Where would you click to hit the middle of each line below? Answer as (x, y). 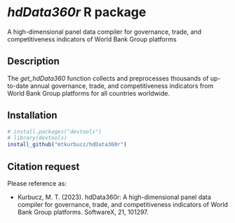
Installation (32, 116)
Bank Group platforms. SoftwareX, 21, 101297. (83, 212)
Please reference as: (37, 183)
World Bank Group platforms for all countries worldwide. (89, 93)
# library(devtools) (38, 138)
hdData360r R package (77, 12)
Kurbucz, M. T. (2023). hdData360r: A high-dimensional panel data (114, 197)
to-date (18, 86)
